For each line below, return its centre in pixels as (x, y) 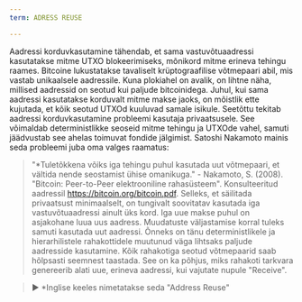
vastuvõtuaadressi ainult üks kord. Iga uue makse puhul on (141, 212)
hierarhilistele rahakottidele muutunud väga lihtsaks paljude (142, 241)
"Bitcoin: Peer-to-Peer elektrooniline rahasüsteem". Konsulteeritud (155, 183)
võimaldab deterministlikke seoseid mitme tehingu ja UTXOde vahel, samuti (149, 128)
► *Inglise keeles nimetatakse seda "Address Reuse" (130, 287)
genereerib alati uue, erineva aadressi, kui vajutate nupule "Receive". (159, 270)
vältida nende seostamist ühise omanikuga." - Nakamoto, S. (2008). (157, 174)
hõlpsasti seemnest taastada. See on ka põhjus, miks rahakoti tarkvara (162, 260)
